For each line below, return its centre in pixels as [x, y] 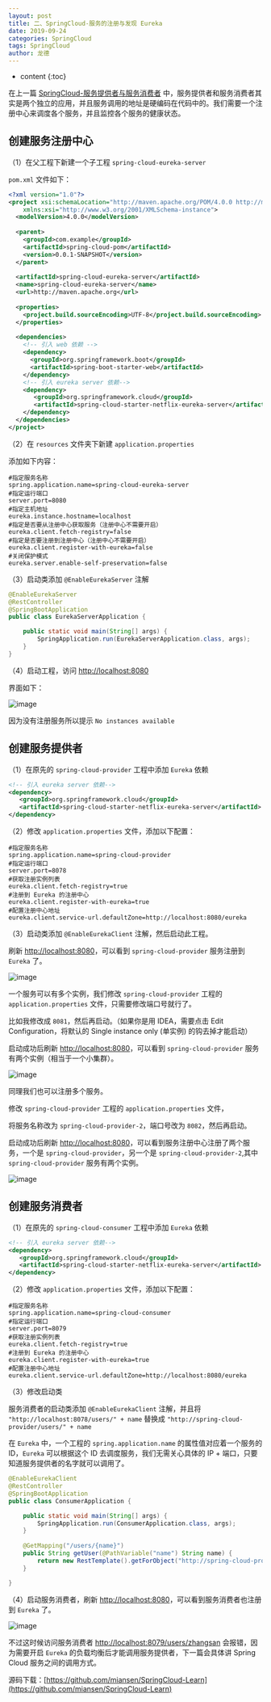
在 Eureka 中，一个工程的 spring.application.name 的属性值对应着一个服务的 [135, 1444]
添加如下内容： [33, 460]
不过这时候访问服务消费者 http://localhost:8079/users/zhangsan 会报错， [130, 1642]
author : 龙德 [29, 53]
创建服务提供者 [46, 748]
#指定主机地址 [28, 509]
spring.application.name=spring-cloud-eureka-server [99, 485]
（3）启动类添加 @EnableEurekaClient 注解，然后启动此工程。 [110, 933]
